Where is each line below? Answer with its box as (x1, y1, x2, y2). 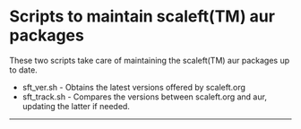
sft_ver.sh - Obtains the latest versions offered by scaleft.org (21, 82, 246, 92)
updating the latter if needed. (21, 100, 130, 111)
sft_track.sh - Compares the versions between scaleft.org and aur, (21, 91, 267, 102)
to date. (9, 64, 38, 75)
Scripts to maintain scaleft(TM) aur (9, 6, 276, 27)
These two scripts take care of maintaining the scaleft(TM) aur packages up (9, 55, 289, 65)
